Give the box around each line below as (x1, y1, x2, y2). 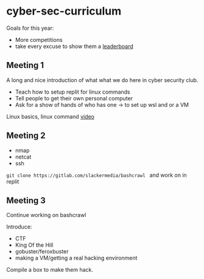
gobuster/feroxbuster (15, 248, 69, 255)
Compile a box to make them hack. (6, 266, 93, 274)
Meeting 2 (6, 131, 46, 141)
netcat (15, 153, 32, 160)
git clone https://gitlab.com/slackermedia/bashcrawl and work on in (6, 171, 187, 179)
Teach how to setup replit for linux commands (15, 88, 130, 95)
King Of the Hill (15, 241, 54, 249)
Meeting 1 (6, 60, 44, 71)
